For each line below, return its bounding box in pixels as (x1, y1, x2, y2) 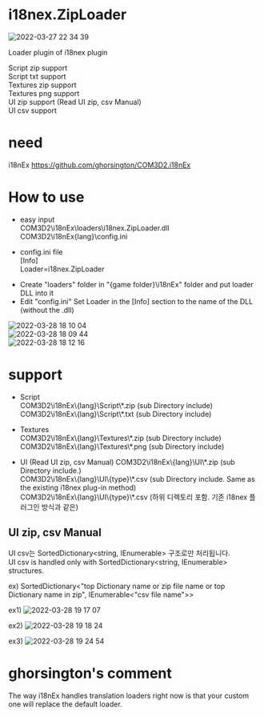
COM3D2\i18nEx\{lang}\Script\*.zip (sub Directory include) (19, 400, 214, 410)
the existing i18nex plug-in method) (19, 483, 137, 492)
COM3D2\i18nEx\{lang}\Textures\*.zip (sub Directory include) (19, 433, 222, 443)
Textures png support (8, 88, 80, 98)
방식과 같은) (41, 502, 78, 511)
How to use (8, 188, 85, 206)
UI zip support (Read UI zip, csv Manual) (8, 97, 142, 106)
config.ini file (19, 246, 63, 257)
